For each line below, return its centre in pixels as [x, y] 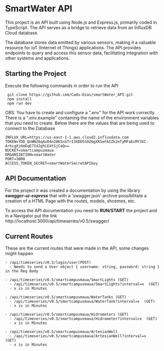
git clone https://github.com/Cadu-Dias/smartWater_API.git [70, 94]
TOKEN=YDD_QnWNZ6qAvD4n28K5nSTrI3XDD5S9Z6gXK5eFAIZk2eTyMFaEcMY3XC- [77, 141]
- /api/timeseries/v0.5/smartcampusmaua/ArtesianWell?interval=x [78, 336]
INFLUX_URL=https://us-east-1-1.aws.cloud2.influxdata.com [67, 137]
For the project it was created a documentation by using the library [73, 190]
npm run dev [19, 103]
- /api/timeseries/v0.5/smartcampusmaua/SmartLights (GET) [67, 280]
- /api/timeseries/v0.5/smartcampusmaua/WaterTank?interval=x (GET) [82, 302]
